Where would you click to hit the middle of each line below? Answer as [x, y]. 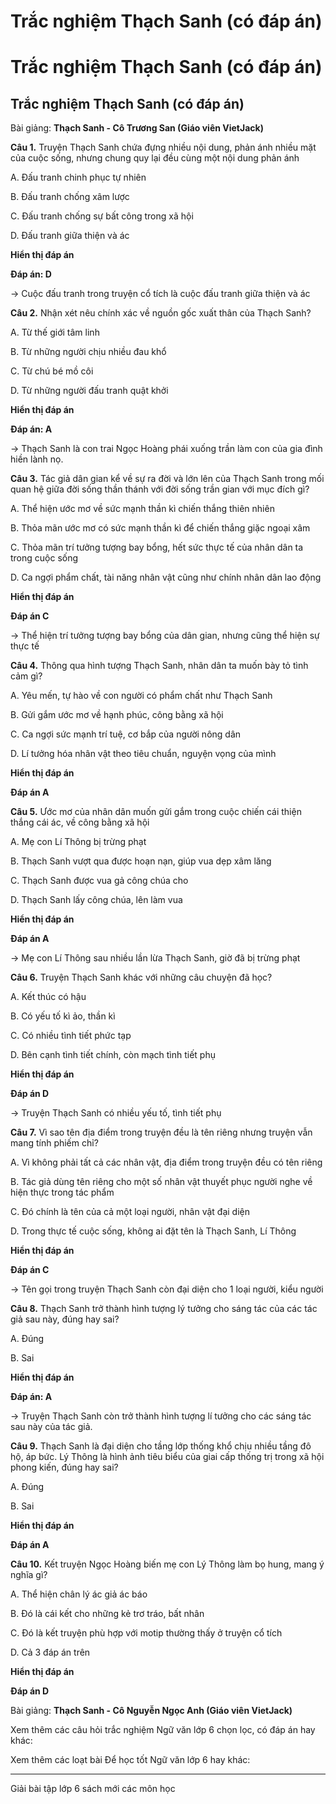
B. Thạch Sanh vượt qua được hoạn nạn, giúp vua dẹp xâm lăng [141, 861]
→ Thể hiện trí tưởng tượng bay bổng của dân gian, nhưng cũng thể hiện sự [165, 636]
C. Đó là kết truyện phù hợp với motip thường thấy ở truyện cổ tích [146, 1633]
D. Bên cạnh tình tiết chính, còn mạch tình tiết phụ [113, 1055]
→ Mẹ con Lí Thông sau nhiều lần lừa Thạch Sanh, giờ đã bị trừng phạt [155, 958]
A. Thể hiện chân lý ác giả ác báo [79, 1594]
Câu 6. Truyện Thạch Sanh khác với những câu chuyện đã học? [141, 977]
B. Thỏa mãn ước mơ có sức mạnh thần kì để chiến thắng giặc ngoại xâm [160, 528]
